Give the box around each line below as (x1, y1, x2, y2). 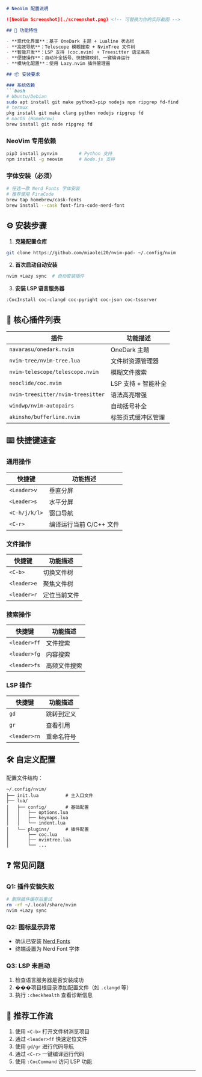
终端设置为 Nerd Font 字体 (14, 945, 80, 953)
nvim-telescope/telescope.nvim (9, 368, 99, 376)
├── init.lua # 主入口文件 (6, 793, 94, 799)
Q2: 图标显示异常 (6, 923, 56, 931)
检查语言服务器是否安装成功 (14, 977, 84, 984)
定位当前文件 (43, 591, 79, 599)
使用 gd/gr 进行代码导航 (14, 1043, 74, 1050)
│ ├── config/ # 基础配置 (6, 804, 89, 811)
